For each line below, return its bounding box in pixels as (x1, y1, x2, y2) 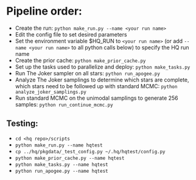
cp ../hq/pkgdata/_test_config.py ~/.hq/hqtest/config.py (15, 148, 166, 154)
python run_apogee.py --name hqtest (15, 168, 108, 174)
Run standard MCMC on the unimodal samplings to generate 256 (15, 94, 178, 102)
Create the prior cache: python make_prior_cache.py (15, 57, 146, 64)
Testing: (6, 119, 38, 129)
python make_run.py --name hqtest (15, 142, 103, 148)
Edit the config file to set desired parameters (15, 30, 127, 38)
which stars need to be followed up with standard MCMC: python (15, 82, 178, 89)
